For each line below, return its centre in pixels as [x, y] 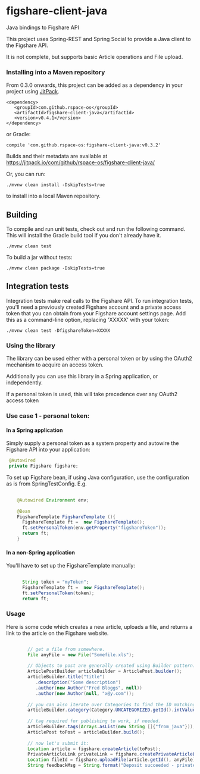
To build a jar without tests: [39, 258]
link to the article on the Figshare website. [57, 633]
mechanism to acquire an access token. [55, 365]
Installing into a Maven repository [56, 72]
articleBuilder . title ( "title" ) [66, 677]
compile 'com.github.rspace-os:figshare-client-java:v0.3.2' [84, 145]
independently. [24, 383]
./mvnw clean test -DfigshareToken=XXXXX [58, 330]
